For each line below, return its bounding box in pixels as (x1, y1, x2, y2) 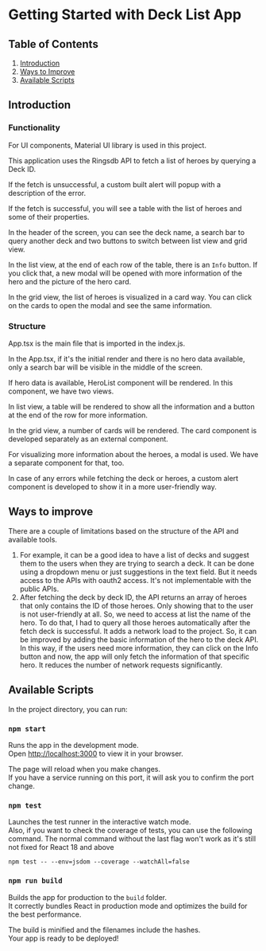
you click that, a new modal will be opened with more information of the (8, 268, 242, 278)
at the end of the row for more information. (8, 410, 148, 420)
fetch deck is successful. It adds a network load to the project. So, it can (19, 626, 257, 636)
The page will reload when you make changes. (8, 764, 161, 773)
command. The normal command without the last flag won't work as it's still (8, 834, 256, 843)
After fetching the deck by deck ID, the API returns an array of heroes (19, 592, 248, 602)
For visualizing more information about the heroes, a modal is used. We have (8, 449, 259, 459)
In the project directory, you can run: (8, 704, 128, 714)
